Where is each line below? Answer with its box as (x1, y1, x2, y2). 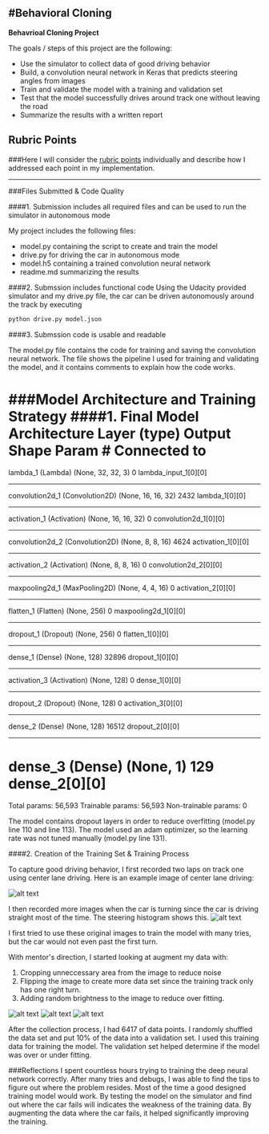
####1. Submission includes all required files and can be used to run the (8, 201, 247, 211)
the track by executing (8, 299, 82, 309)
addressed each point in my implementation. (8, 163, 155, 173)
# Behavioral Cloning (8, 6, 112, 20)
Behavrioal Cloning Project (8, 27, 99, 37)
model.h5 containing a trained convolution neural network (19, 258, 211, 268)
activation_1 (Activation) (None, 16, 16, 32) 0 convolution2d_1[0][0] (8, 514, 226, 524)
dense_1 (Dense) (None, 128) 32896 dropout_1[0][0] (8, 652, 179, 662)
